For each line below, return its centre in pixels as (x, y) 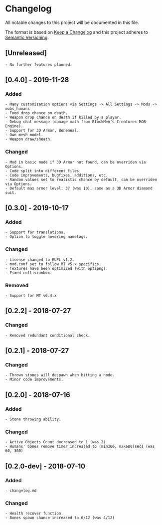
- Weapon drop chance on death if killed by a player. (63, 118)
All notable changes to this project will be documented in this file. (72, 22)
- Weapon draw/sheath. (29, 139)
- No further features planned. (39, 65)
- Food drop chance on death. (37, 113)
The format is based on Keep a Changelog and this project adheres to (77, 32)
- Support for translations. (35, 232)
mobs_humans (17, 109)
